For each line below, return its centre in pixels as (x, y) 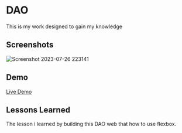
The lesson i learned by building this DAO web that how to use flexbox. (91, 124)
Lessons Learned (38, 110)
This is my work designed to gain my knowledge (64, 26)
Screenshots (30, 45)
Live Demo (19, 91)
